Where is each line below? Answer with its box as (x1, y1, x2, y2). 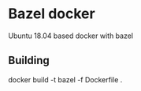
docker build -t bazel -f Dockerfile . (8, 74, 123, 84)
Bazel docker (8, 5, 96, 23)
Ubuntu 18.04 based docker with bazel (8, 31, 134, 40)
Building (8, 54, 50, 67)
